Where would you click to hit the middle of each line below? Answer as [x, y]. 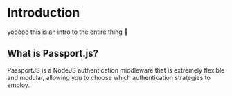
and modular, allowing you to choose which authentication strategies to [109, 77]
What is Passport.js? [53, 54]
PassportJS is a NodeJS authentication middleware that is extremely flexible [116, 70]
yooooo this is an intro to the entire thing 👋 [68, 32]
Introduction [44, 13]
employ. [18, 85]
